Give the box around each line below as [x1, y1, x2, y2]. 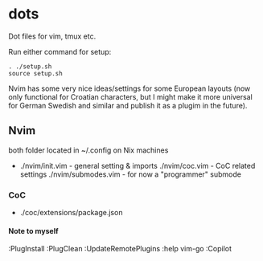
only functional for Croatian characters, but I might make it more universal [8, 92, 253, 101]
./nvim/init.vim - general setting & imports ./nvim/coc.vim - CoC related [19, 161, 256, 170]
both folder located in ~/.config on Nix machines [8, 145, 169, 155]
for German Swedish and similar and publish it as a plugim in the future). [8, 100, 248, 110]
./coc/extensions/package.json [19, 208, 123, 218]
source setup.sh [8, 69, 63, 77]
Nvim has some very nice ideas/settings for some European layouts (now [8, 84, 251, 93]
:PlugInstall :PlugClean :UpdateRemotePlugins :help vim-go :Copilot [8, 244, 232, 254]
